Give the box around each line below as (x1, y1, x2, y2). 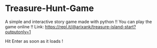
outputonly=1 (5, 29, 31, 35)
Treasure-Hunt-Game (5, 3, 94, 14)
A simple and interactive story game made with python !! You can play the (5, 19, 152, 24)
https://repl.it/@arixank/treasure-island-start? (45, 24, 136, 29)
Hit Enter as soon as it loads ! (5, 38, 63, 44)
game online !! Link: (5, 24, 44, 29)
